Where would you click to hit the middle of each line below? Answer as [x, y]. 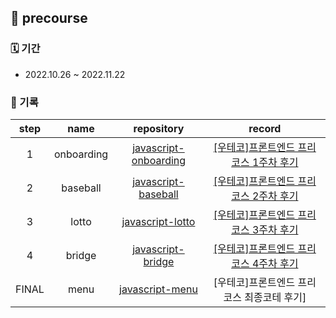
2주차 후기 [275, 196]
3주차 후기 [275, 229]
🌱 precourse [49, 18]
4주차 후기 [275, 263]
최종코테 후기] [275, 297]
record [265, 128]
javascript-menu [158, 289]
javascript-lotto [158, 221]
